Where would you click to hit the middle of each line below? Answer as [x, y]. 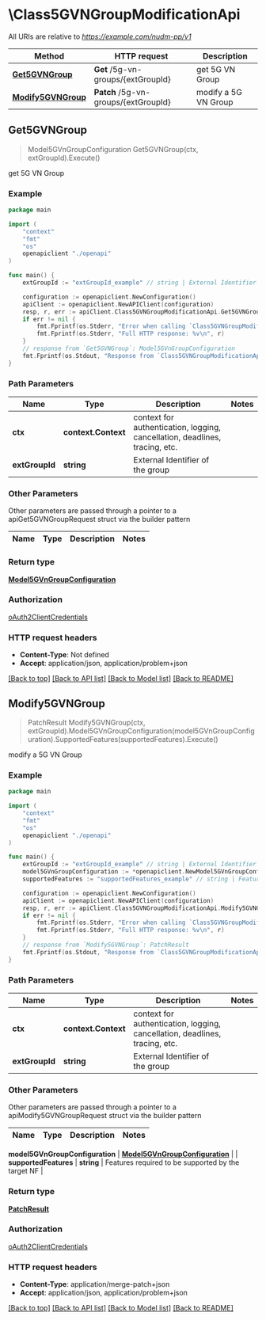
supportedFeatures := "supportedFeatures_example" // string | [129, 879]
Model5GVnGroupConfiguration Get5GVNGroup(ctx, [113, 149]
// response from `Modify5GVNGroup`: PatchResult [106, 945]
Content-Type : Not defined [64, 655]
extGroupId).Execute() [64, 158]
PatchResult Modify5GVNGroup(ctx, [86, 722]
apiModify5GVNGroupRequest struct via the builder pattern [105, 1116]
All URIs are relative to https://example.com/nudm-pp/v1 [100, 36]
